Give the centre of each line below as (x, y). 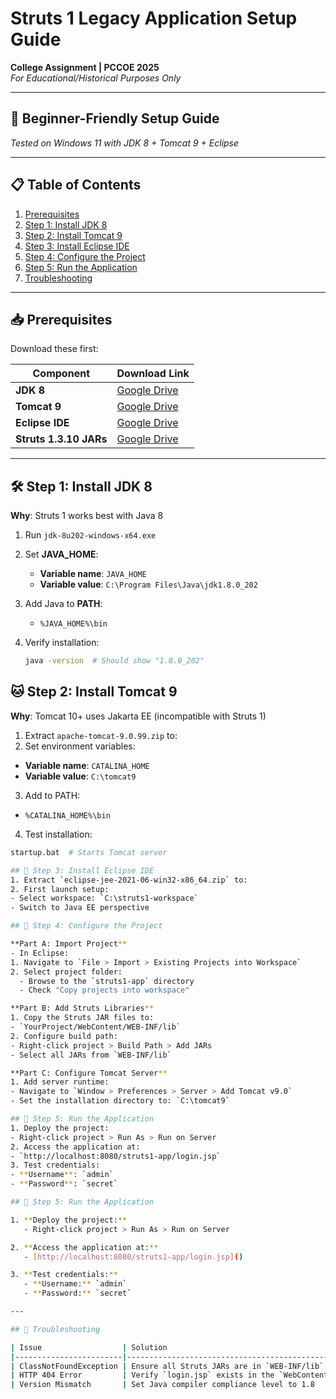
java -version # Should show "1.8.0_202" (114, 661)
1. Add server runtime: (60, 1082)
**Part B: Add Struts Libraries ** (82, 1008)
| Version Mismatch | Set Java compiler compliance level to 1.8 (162, 1385)
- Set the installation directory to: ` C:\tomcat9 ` (120, 1101)
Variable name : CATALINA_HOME (87, 765)
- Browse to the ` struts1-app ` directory (107, 981)
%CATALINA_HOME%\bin (67, 815)
